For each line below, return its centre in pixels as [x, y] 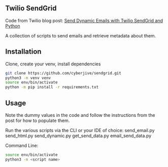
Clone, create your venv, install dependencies [53, 64]
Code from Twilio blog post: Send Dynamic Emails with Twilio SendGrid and [84, 20]
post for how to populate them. [38, 120]
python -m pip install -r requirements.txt [52, 87]
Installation [23, 52]
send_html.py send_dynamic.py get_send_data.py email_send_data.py [78, 136]
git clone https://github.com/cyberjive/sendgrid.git [63, 73]
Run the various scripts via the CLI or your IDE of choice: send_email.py [80, 130]
